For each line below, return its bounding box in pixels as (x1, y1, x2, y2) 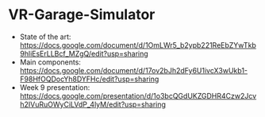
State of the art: (19, 32, 71, 41)
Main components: (19, 57, 82, 67)
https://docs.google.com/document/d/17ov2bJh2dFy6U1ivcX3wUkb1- (19, 65, 248, 75)
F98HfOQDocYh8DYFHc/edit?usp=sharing (19, 74, 159, 84)
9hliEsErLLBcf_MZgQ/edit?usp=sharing (19, 49, 148, 58)
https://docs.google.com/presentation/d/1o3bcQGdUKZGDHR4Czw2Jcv (19, 91, 257, 100)
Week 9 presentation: (19, 82, 90, 92)
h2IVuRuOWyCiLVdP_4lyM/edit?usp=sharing (19, 99, 167, 109)
